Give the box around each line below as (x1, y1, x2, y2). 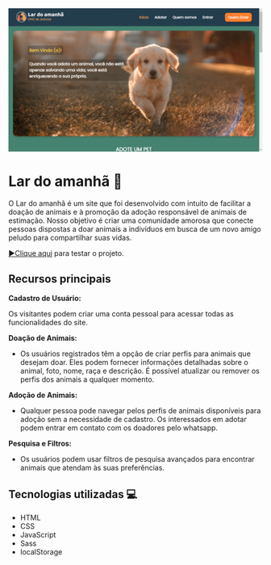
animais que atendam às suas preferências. (19, 463, 165, 473)
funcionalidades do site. (8, 318, 89, 328)
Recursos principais (8, 272, 111, 286)
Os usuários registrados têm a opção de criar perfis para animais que (19, 349, 252, 358)
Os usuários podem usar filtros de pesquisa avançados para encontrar (19, 454, 256, 464)
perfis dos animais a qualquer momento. (19, 375, 155, 384)
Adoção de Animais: (8, 391, 78, 400)
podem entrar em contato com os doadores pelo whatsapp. (19, 423, 219, 433)
